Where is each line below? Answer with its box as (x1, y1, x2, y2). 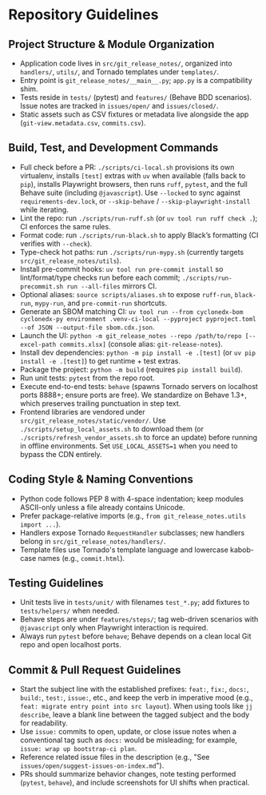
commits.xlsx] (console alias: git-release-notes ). (59, 339, 224, 348)
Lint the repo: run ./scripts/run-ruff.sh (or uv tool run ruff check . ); (19, 213, 258, 223)
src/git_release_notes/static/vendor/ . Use (19, 415, 166, 425)
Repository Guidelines (8, 6, 159, 24)
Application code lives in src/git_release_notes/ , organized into (19, 58, 233, 68)
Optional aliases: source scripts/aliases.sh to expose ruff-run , (19, 289, 233, 299)
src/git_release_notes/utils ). (19, 256, 122, 265)
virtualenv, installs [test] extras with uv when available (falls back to (19, 170, 246, 181)
